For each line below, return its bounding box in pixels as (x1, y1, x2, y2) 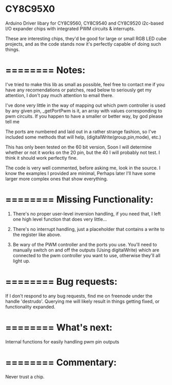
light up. (12, 258, 30, 264)
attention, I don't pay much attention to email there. (5, 92, 114, 98)
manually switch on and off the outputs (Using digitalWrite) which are (12, 247, 160, 253)
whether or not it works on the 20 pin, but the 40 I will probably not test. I (5, 149, 160, 156)
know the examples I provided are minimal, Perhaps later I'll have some (5, 170, 156, 176)
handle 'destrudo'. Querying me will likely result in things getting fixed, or (5, 298, 160, 304)
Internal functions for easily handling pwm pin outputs (5, 338, 120, 344)
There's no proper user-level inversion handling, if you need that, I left (12, 210, 161, 217)
